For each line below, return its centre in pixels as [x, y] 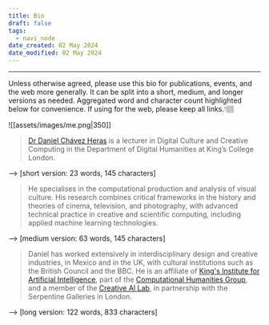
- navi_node [36, 38]
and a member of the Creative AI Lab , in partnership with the [128, 288]
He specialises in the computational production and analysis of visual [142, 189]
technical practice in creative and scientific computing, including [134, 214]
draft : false [30, 23]
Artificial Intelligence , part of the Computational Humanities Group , [138, 279]
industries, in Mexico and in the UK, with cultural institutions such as [141, 262]
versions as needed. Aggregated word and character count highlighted [125, 100]
